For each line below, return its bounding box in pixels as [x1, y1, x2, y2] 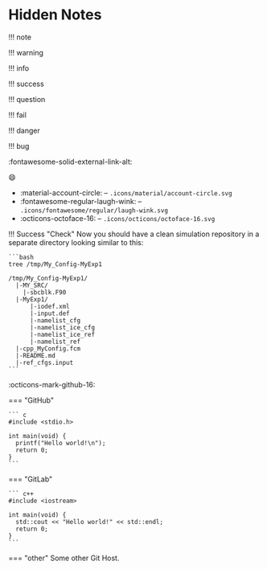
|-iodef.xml [29, 302, 70, 310]
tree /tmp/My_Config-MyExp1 [8, 260, 103, 268]
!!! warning [8, 47, 44, 57]
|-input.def [29, 309, 70, 317]
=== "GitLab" [8, 474, 53, 484]
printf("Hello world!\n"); [15, 439, 106, 447]
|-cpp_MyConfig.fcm [15, 344, 81, 353]
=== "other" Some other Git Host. [8, 553, 120, 563]
